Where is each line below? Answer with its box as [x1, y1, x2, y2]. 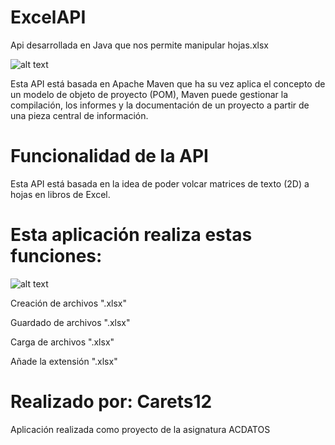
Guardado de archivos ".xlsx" [10, 316, 131, 328]
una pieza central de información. [10, 109, 149, 121]
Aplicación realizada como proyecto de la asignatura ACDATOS [10, 423, 271, 435]
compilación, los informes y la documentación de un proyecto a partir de [10, 99, 310, 111]
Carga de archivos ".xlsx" [10, 336, 115, 348]
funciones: [10, 245, 103, 268]
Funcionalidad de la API [10, 145, 209, 168]
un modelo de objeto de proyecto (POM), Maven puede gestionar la [10, 88, 289, 100]
